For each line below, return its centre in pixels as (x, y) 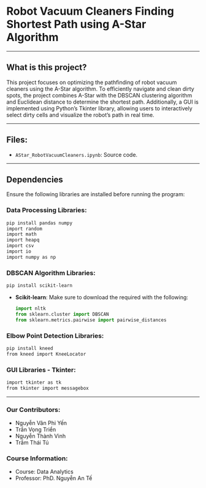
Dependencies (35, 179)
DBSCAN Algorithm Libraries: (51, 273)
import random (25, 229)
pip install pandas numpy (39, 223)
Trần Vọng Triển (36, 429)
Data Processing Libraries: (47, 210)
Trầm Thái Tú (32, 442)
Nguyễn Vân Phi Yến (41, 423)
